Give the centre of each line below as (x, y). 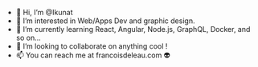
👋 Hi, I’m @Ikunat (44, 12)
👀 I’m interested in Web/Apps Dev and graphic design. (105, 21)
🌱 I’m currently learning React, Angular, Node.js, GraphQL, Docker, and (133, 29)
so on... (29, 37)
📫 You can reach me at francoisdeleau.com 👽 (93, 55)
